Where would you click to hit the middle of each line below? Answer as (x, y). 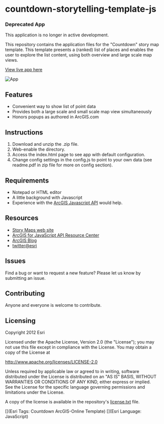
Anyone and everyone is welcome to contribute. (53, 305)
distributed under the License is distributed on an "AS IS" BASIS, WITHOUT (81, 377)
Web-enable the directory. (39, 149)
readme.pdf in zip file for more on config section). (62, 165)
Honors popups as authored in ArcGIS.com (56, 117)
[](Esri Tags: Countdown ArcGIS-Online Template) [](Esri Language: (73, 411)
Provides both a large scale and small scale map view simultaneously (82, 112)
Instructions (24, 132)
